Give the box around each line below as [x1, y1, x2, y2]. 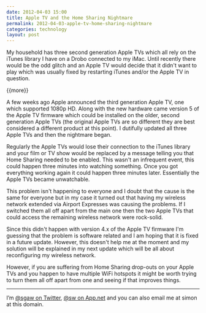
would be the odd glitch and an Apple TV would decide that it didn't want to [6, 62, 197, 69]
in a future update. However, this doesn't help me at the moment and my [6, 239, 189, 246]
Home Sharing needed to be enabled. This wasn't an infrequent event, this [6, 156, 194, 163]
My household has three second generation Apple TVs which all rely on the [6, 48, 196, 56]
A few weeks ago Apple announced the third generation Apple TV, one [6, 99, 185, 106]
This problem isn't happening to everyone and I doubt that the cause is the [6, 188, 195, 195]
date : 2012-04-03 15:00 [6, 9, 67, 15]
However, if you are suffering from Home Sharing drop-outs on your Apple [6, 263, 194, 271]
